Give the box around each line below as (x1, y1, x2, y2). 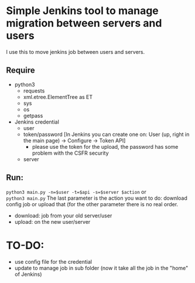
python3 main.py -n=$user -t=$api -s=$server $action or (6, 188, 146, 195)
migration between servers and (6, 16, 162, 30)
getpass (23, 112, 43, 119)
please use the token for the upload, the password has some (32, 143, 179, 150)
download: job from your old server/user (14, 212, 112, 219)
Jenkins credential (14, 118, 60, 125)
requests (23, 87, 45, 94)
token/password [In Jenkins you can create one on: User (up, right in (23, 131, 190, 138)
